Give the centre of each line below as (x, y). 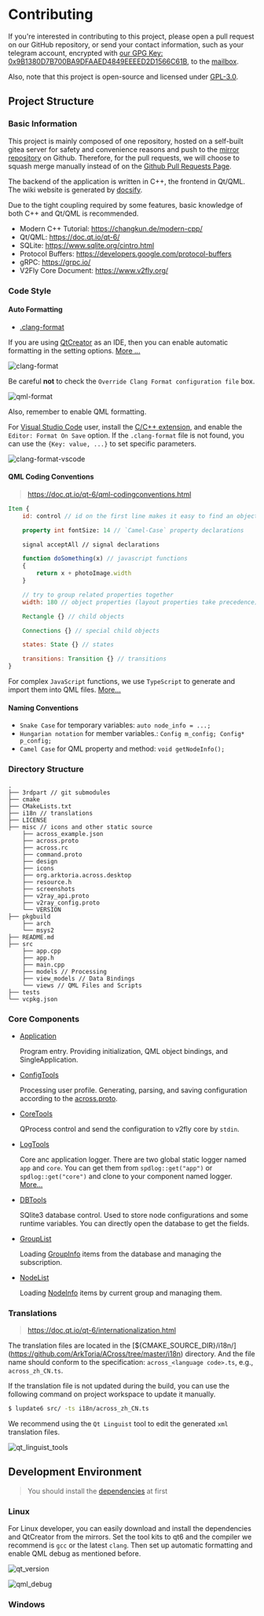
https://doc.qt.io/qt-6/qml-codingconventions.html (109, 494)
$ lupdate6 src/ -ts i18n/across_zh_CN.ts (79, 1409)
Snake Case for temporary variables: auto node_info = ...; (115, 725)
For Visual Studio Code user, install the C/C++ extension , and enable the (125, 427)
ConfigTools (39, 1074)
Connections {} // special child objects (91, 630)
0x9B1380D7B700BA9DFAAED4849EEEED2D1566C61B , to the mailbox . (124, 61)
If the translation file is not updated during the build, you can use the (119, 1386)
